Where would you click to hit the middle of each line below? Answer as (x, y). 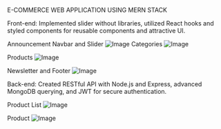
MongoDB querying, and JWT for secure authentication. (87, 91)
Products (20, 57)
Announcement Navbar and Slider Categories (85, 44)
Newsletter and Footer (39, 71)
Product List (25, 105)
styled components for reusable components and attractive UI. (96, 31)
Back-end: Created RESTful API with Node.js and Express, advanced (105, 84)
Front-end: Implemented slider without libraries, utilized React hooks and (110, 23)
